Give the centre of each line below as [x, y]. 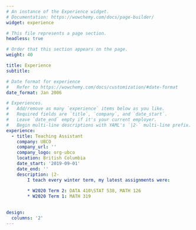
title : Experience [29, 65]
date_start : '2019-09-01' [49, 163]
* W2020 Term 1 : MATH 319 [59, 196]
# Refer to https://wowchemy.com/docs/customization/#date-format [92, 87]
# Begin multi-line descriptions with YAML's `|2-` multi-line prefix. [99, 125]
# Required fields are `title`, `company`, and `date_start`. [87, 114]
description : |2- [38, 175]
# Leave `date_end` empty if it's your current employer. [82, 120]
